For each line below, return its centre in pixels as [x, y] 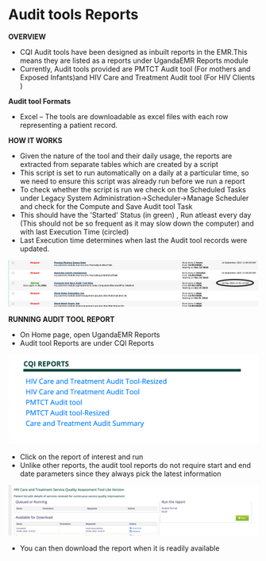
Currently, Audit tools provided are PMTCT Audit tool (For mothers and [135, 68]
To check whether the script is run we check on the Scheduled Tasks [133, 189]
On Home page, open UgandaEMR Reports [90, 335]
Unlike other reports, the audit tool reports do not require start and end [135, 466]
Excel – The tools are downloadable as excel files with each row [124, 116]
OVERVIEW [27, 37]
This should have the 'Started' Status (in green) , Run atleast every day [135, 215]
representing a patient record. [68, 125]
